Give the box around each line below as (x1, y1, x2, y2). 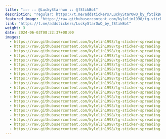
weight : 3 (5, 26, 26, 31)
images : (5, 35, 21, 40)
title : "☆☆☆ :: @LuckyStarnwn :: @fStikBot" (5, 7, 98, 12)
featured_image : (5, 16, 39, 21)
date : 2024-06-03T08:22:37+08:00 (5, 30, 74, 35)
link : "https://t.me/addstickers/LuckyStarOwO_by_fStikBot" (5, 21, 132, 26)
